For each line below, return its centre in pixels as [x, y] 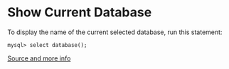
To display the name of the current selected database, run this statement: [115, 32]
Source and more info [39, 58]
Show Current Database [80, 12]
